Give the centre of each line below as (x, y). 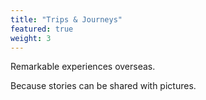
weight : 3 (31, 38)
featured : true (42, 29)
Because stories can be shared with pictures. (103, 86)
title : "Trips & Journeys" (66, 19)
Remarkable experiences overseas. (83, 67)
